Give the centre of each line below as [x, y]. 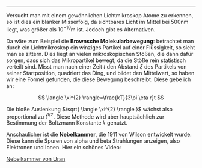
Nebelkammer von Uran [36, 159]
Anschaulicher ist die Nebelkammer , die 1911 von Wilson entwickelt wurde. [99, 135]
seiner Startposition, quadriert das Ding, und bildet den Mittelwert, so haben [100, 73]
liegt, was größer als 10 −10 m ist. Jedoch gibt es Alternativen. [81, 29]
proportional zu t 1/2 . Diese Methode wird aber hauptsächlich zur [85, 116]
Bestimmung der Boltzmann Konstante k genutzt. [67, 123]
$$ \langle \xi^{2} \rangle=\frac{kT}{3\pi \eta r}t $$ [101, 98]
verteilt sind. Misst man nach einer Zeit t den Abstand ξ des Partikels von [97, 66]
